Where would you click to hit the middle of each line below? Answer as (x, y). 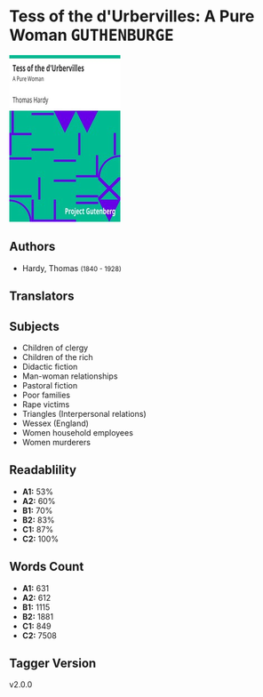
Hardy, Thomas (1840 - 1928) (72, 268)
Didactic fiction (50, 366)
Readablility (43, 470)
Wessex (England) (55, 423)
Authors (32, 247)
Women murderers (56, 442)
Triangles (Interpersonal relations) (84, 413)
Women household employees (77, 432)
